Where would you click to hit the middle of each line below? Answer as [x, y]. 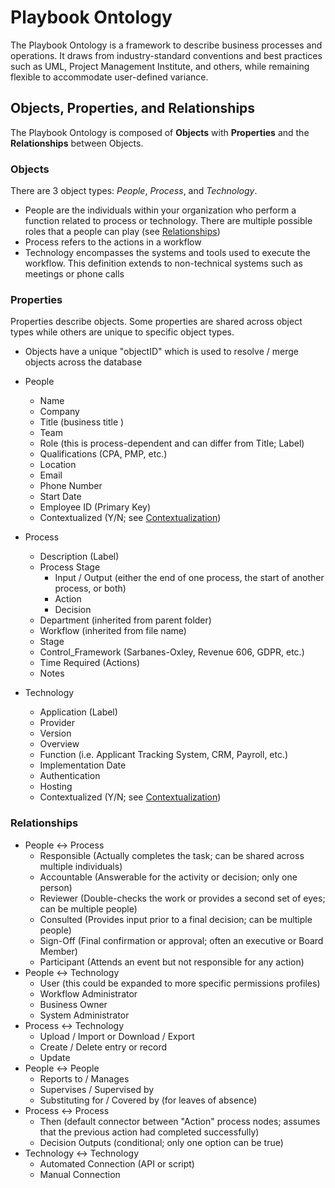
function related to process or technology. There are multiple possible [168, 221]
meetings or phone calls [74, 274]
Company [59, 412]
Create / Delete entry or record [103, 1047]
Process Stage [70, 567]
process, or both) [90, 588]
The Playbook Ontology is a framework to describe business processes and [166, 45]
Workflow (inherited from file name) [113, 631]
